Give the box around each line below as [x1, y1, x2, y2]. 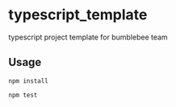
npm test [8, 91, 38, 99]
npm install [8, 76, 48, 85]
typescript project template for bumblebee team [8, 32, 168, 42]
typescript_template [8, 6, 148, 24]
